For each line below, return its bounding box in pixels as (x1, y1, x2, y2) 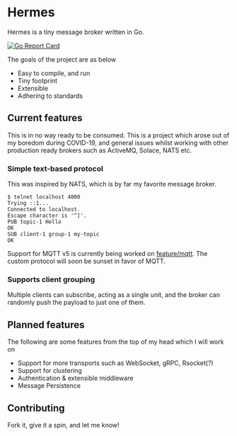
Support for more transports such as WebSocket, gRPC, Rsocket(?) (17, 359, 214, 367)
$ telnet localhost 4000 (7, 194, 81, 201)
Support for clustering (17, 367, 83, 375)
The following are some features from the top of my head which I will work (7, 337, 224, 346)
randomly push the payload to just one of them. (7, 298, 146, 307)
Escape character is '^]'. (7, 212, 87, 220)
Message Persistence (17, 381, 81, 390)
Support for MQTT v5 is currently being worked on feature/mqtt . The (7, 250, 208, 258)
